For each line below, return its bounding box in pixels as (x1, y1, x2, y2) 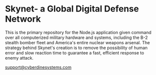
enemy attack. (5, 55, 34, 61)
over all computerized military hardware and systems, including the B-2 (5, 35, 148, 40)
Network (5, 13, 41, 25)
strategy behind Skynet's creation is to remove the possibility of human (5, 45, 148, 50)
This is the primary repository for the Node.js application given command (5, 29, 152, 35)
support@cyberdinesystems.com (5, 64, 72, 70)
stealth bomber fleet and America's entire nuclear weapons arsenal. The (5, 39, 150, 45)
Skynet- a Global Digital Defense (5, 3, 139, 14)
